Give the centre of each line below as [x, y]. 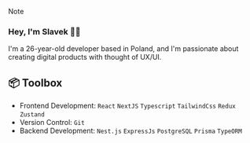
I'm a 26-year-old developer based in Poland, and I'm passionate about [123, 49]
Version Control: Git [52, 123]
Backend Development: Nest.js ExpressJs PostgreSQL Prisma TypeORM [131, 131]
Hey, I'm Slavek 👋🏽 [44, 31]
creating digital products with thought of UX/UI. [85, 57]
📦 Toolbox [35, 83]
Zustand [32, 115]
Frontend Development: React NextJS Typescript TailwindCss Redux [127, 106]
